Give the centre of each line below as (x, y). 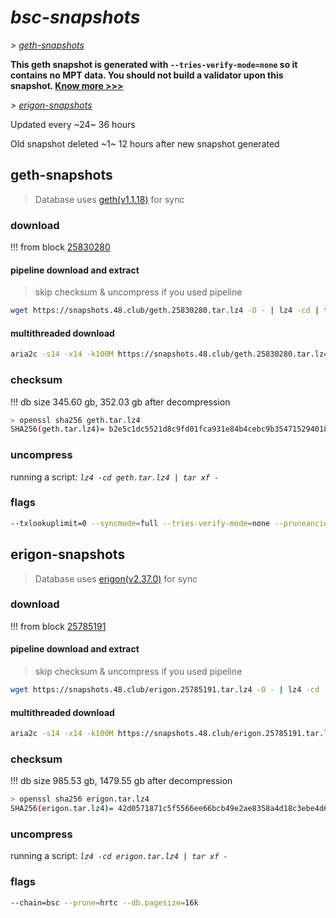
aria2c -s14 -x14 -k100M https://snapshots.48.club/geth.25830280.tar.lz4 (169, 354)
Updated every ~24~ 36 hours (73, 124)
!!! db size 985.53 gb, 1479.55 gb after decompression (121, 781)
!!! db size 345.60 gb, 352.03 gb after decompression (120, 402)
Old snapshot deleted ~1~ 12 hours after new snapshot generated (145, 143)
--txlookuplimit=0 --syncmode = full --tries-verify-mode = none (140, 523)
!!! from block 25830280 (60, 247)
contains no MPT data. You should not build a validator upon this (147, 75)
